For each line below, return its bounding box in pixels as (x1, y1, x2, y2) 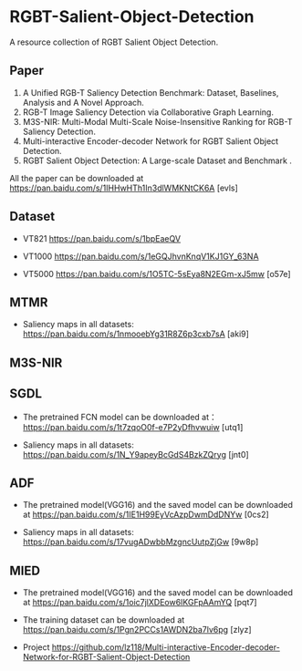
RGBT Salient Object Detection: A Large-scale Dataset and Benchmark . (22, 155, 292, 166)
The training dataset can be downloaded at (22, 614, 185, 625)
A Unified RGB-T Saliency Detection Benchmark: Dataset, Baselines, (22, 87, 279, 98)
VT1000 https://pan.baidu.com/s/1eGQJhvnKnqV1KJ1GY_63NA (22, 251, 259, 262)
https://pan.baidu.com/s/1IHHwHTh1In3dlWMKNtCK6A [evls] (9, 182, 239, 193)
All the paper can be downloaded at (9, 172, 144, 183)
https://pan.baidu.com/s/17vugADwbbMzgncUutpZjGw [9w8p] (22, 536, 259, 548)
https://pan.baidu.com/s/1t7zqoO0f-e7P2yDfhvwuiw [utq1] (22, 421, 244, 432)
